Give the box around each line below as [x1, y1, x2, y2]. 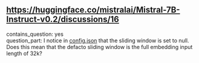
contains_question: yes [6, 30, 64, 38]
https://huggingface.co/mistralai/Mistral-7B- [6, 5, 180, 15]
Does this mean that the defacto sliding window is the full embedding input [6, 43, 193, 50]
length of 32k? [6, 50, 42, 57]
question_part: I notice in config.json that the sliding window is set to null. [6, 36, 189, 44]
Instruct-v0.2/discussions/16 [6, 15, 119, 25]
